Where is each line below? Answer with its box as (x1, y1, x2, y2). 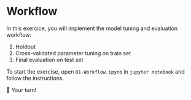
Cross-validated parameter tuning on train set (15, 49, 131, 56)
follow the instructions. (6, 74, 64, 82)
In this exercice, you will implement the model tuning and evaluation (6, 25, 178, 32)
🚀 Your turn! (6, 86, 37, 93)
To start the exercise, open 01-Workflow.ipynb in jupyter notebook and (6, 67, 185, 75)
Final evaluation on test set (15, 56, 84, 63)
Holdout (15, 43, 36, 50)
